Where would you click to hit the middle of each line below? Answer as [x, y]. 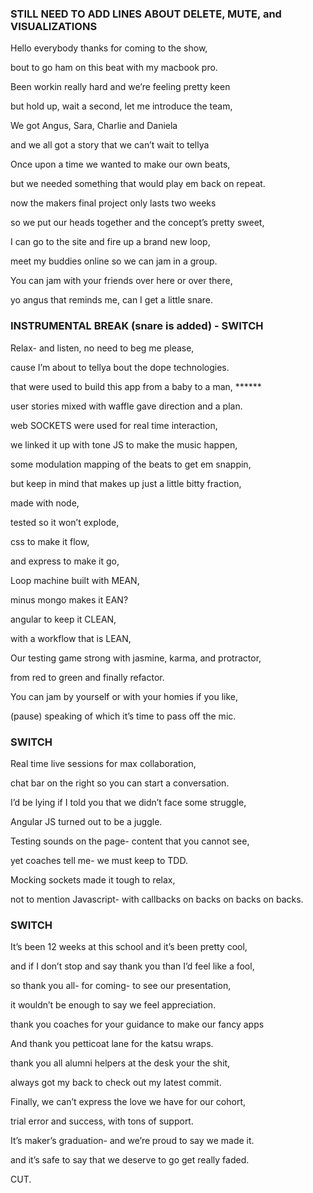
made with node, [45, 503]
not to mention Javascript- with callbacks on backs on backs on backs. [157, 899]
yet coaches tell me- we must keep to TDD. [99, 860]
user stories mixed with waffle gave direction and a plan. [126, 406]
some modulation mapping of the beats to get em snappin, [131, 464]
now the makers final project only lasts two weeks [113, 203]
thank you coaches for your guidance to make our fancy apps [137, 1024]
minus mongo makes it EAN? [69, 599]
